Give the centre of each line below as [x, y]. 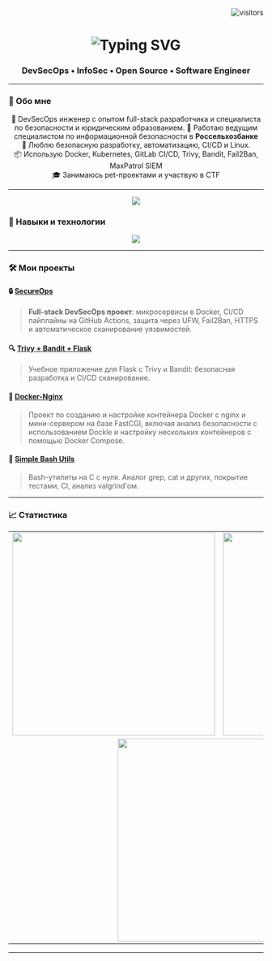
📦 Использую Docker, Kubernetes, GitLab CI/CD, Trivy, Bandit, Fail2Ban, [136, 153]
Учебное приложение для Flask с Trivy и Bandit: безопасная [132, 369]
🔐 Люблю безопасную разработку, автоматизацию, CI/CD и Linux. [136, 144]
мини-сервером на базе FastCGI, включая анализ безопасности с [142, 423]
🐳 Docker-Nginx [36, 396]
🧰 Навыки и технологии [57, 222]
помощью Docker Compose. [76, 440]
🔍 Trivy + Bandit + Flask [50, 348]
